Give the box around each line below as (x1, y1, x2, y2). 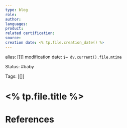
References (5, 114, 54, 125)
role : (5, 12, 17, 17)
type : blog (5, 7, 28, 13)
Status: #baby (5, 63, 34, 69)
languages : (5, 21, 28, 27)
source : (5, 36, 22, 41)
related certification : (5, 31, 55, 36)
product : (5, 26, 24, 31)
